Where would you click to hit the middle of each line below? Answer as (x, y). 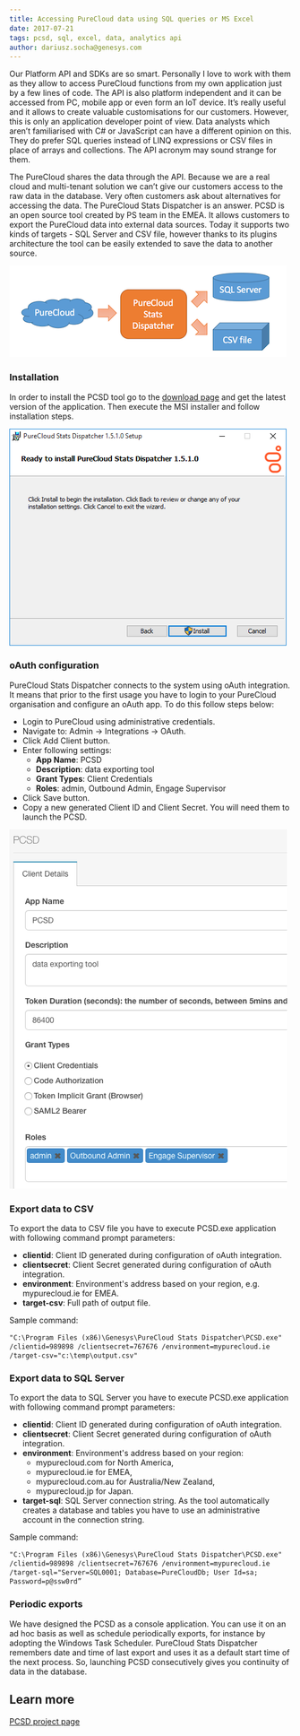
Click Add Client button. (66, 741)
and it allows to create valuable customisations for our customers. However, (149, 112)
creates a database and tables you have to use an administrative (141, 1510)
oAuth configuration (54, 665)
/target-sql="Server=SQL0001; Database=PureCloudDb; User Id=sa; (133, 1573)
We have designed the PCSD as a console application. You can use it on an (148, 1624)
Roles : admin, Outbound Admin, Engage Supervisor (131, 788)
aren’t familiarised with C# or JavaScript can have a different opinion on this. (150, 131)
